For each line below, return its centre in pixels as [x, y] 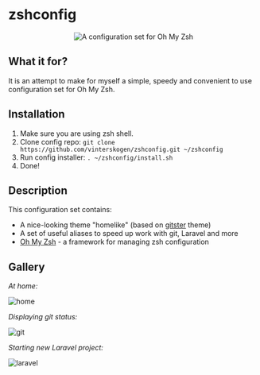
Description [38, 190]
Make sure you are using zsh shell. [76, 133]
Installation [37, 114]
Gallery [27, 267]
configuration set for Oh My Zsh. [62, 89]
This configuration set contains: [60, 210]
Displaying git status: [43, 317]
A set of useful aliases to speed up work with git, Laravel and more [129, 234]
